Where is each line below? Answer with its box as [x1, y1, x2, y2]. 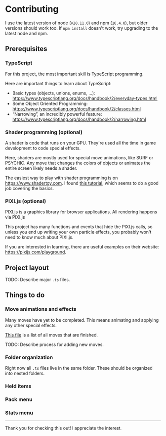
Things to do [5, 291, 45, 299]
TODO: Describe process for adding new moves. [5, 341, 104, 347]
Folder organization [5, 354, 53, 361]
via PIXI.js [5, 214, 25, 220]
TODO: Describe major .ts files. [5, 277, 70, 283]
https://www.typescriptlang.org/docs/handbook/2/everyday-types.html [12, 95, 158, 101]
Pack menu [5, 396, 33, 403]
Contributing [5, 3, 59, 15]
